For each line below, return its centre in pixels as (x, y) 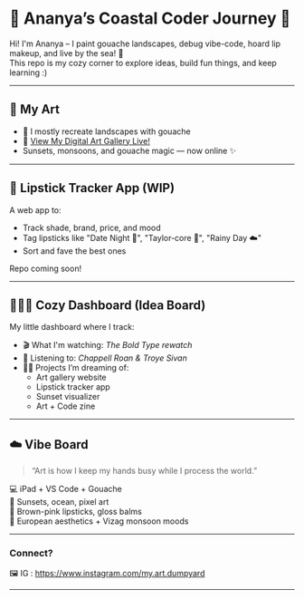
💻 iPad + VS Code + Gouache (66, 489)
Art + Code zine (66, 406)
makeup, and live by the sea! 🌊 (66, 53)
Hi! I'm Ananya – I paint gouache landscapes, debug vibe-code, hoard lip (145, 43)
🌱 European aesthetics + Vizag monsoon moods (99, 521)
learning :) (28, 72)
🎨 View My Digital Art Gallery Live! (86, 140)
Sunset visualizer (68, 397)
